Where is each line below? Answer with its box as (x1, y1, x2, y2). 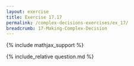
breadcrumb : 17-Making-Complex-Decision (6, 25, 108, 32)
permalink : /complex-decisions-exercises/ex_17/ (6, 20, 129, 26)
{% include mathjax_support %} (6, 42, 84, 49)
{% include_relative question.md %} (6, 53, 94, 60)
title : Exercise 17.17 (6, 14, 62, 20)
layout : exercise (6, 8, 49, 15)
